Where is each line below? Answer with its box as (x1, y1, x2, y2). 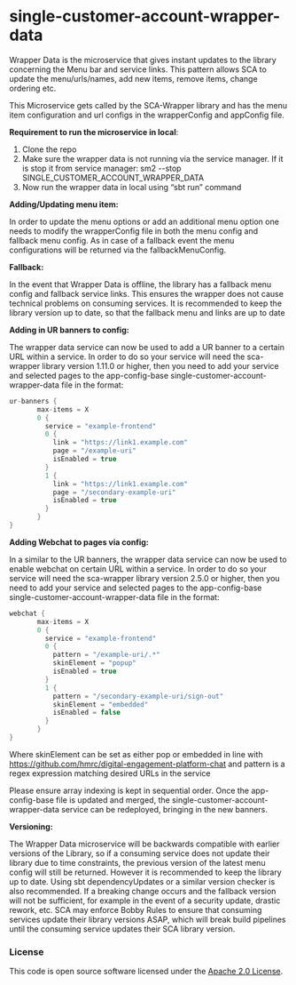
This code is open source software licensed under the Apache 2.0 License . (9, 966, 284, 977)
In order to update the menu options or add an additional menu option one (9, 216, 279, 227)
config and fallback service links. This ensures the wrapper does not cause (9, 288, 284, 299)
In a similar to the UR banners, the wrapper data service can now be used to (9, 554, 287, 565)
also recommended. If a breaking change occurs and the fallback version (9, 885, 277, 896)
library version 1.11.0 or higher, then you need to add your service (42, 360, 279, 371)
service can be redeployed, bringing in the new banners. (60, 804, 269, 814)
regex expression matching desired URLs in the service (9, 767, 211, 779)
